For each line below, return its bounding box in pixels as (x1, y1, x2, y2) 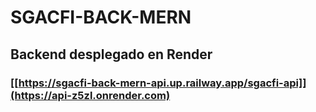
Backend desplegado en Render (10, 46, 213, 63)
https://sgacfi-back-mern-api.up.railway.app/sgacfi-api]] (18, 76, 307, 90)
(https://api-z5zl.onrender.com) (10, 88, 171, 102)
